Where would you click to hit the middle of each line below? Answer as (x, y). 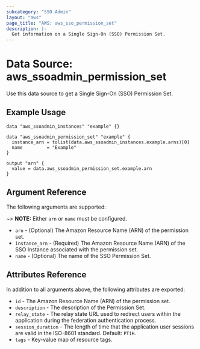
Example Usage (36, 112)
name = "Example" (44, 147)
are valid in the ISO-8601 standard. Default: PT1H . (76, 333)
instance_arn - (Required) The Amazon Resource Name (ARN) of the (100, 243)
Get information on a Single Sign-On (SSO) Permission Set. (89, 34)
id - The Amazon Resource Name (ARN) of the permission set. (92, 301)
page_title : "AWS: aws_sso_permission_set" (62, 23)
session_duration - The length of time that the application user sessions (105, 327)
